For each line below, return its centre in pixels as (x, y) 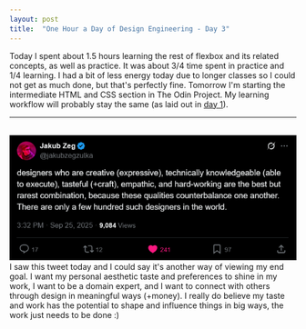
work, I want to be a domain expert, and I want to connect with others (140, 285)
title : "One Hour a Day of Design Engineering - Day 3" (120, 29)
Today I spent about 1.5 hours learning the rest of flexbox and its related (144, 55)
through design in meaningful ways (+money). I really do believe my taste (147, 295)
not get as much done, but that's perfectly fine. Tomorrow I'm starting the (148, 85)
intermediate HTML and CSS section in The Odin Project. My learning (139, 95)
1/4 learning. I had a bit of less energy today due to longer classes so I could (153, 75)
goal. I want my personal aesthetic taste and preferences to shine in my (143, 276)
